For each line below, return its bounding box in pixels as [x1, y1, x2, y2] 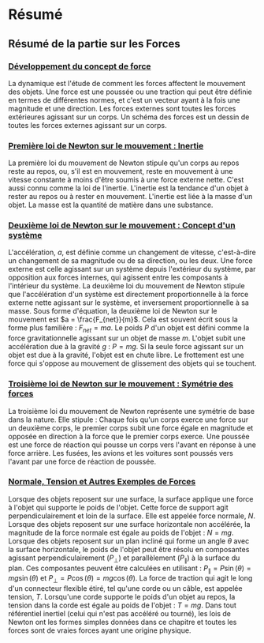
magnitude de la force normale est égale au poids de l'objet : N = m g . [8, 528, 234, 537]
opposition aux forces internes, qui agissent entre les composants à [8, 273, 229, 282]
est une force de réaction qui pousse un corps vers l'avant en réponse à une [8, 440, 256, 449]
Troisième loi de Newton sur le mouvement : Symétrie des [8, 378, 234, 389]
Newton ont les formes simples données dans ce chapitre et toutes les [8, 618, 237, 627]
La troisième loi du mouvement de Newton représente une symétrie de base [8, 406, 255, 416]
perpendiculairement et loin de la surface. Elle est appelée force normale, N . [8, 511, 256, 521]
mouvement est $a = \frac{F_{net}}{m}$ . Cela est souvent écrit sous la [8, 314, 238, 325]
